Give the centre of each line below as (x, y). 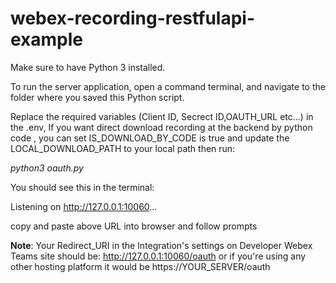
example (47, 39)
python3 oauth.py (47, 168)
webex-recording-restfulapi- (132, 18)
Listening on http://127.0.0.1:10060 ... (84, 206)
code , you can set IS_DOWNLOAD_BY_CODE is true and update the (150, 138)
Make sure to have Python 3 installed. (88, 67)
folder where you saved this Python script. (97, 97)
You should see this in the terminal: (82, 187)
